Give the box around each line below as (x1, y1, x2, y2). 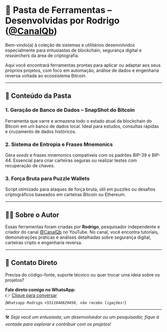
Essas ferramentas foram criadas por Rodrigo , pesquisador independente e (5, 224, 160, 230)
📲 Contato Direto (5, 259, 58, 267)
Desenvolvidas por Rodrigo (5, 15, 120, 26)
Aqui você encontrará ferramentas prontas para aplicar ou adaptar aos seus (5, 62, 161, 68)
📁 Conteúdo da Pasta (5, 92, 72, 100)
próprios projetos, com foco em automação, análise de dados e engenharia (5, 67, 159, 73)
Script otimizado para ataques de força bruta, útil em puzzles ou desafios (5, 186, 156, 193)
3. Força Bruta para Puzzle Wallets (5, 175, 90, 182)
